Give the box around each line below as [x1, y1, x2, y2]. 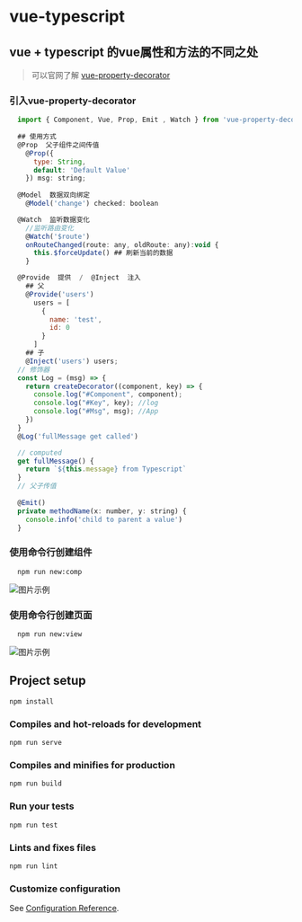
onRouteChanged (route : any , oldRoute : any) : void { [25, 240, 219, 249]
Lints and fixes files [9, 841, 97, 854]
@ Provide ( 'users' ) [25, 289, 94, 298]
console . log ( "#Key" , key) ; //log [32, 398, 159, 408]
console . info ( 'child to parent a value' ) [25, 515, 182, 524]
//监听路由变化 [25, 223, 75, 233]
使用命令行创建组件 [9, 546, 93, 559]
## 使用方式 [17, 132, 57, 141]
